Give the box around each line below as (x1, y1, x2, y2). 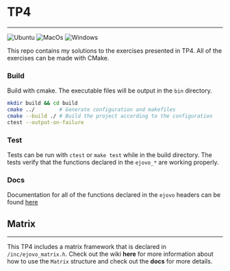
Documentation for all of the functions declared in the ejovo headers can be (7, 191, 221, 199)
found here (7, 198, 38, 207)
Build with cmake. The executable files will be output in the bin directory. (7, 86, 212, 95)
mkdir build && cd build (7, 100, 78, 107)
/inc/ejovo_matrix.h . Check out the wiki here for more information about (7, 250, 214, 258)
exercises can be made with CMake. (7, 54, 110, 62)
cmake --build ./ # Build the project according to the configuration (7, 113, 213, 119)
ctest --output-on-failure (7, 119, 84, 126)
